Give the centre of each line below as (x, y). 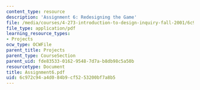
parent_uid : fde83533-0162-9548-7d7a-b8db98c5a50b (70, 61)
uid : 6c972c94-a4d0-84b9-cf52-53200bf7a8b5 (61, 78)
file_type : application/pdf (41, 28)
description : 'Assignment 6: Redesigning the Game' (71, 17)
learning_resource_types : (38, 34)
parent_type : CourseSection (41, 56)
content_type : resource (36, 12)
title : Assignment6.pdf (36, 72)
